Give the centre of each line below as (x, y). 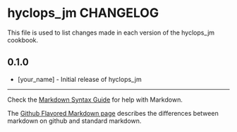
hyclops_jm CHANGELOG (83, 13)
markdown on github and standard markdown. (74, 121)
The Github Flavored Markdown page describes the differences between (113, 113)
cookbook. (23, 40)
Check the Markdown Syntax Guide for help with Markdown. (95, 100)
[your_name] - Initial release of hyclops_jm (80, 79)
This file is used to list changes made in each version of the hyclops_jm (111, 32)
